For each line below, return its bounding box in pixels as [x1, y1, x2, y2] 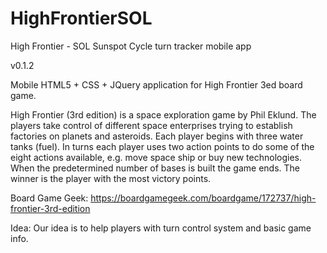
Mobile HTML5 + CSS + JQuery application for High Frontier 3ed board [10, 78, 303, 91]
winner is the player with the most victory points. [10, 172, 212, 184]
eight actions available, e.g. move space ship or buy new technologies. [10, 151, 302, 163]
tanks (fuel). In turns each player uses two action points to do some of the [10, 140, 315, 152]
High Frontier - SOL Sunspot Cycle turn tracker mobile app [10, 40, 252, 52]
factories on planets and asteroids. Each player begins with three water [10, 130, 304, 142]
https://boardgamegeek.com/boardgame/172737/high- [90, 192, 317, 204]
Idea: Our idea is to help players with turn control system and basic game [10, 222, 312, 234]
